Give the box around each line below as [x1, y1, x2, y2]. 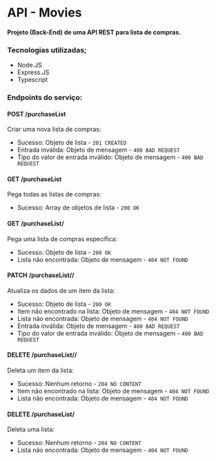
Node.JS [17, 61, 43, 70]
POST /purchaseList [7, 110, 66, 118]
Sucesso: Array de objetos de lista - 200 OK [17, 203, 140, 212]
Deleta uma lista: [7, 425, 55, 433]
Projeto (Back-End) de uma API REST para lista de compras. [7, 28, 181, 36]
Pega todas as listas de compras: [7, 190, 101, 198]
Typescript [17, 76, 48, 84]
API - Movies [7, 5, 82, 21]
